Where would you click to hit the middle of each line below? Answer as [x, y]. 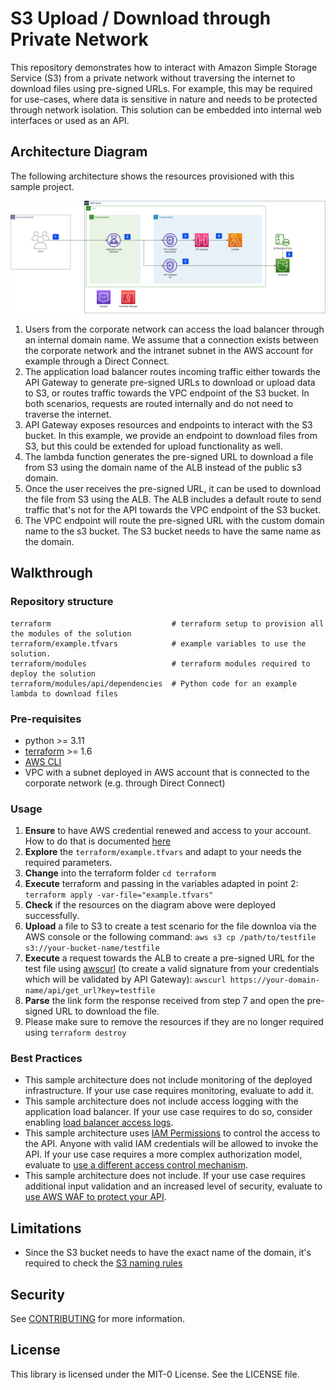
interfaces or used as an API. [70, 120]
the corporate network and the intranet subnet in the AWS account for [169, 350]
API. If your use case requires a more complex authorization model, [163, 1154]
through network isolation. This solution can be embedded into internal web [166, 109]
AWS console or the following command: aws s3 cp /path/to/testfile [170, 937]
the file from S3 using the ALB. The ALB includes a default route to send [173, 499]
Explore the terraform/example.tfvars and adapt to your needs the [163, 852]
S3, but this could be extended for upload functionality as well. [153, 446]
